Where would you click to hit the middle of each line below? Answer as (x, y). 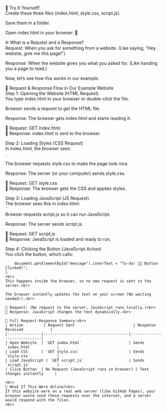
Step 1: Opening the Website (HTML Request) (52, 93)
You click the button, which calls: (39, 254)
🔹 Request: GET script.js (30, 234)
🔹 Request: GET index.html (33, 128)
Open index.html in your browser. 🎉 (42, 32)
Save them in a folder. (28, 23)
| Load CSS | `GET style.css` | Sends (75, 352)
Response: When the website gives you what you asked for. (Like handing (81, 63)
